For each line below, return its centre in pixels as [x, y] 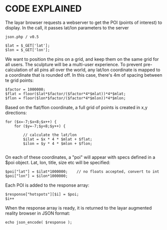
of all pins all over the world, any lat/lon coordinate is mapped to [94, 70]
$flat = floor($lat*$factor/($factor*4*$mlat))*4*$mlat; [66, 94]
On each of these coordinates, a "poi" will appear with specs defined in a [80, 157]
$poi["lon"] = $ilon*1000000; [37, 176]
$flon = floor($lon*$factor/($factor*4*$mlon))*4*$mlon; [66, 98]
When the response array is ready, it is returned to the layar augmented [79, 208]
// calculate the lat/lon [50, 135]
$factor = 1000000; [25, 89]
